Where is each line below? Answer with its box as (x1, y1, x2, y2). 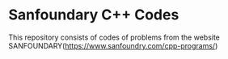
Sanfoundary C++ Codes (8, 6, 179, 24)
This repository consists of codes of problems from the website (8, 32, 221, 42)
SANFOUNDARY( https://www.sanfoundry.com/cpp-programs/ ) (8, 40, 218, 50)
